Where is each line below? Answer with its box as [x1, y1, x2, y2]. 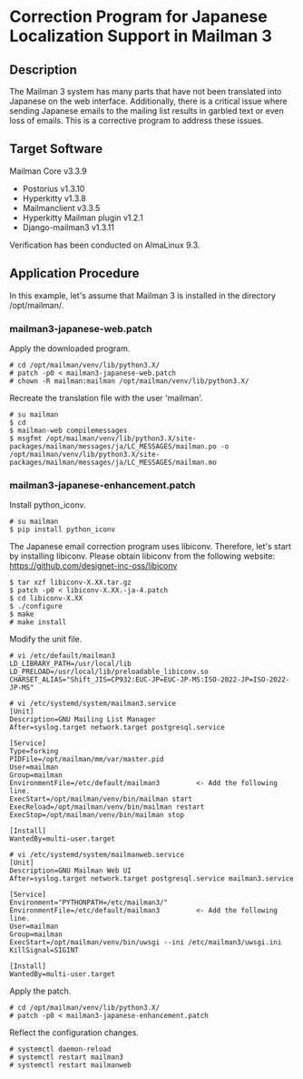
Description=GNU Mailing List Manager [9, 715, 156, 724]
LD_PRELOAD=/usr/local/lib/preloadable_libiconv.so [9, 667, 209, 677]
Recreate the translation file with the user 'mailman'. [9, 392, 204, 403]
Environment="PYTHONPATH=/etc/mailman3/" [9, 898, 169, 907]
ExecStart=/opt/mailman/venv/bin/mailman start [9, 794, 193, 804]
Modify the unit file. [9, 634, 83, 645]
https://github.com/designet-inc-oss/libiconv [9, 560, 178, 571]
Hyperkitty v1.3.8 [22, 193, 86, 204]
